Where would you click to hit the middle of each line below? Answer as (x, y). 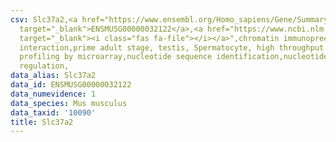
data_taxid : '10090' (53, 112)
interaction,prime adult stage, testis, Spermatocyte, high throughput (172, 47)
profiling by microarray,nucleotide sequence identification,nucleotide (174, 57)
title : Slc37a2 (42, 122)
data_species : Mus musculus (69, 103)
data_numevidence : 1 (53, 94)
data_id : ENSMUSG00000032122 (71, 85)
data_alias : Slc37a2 (53, 76)
